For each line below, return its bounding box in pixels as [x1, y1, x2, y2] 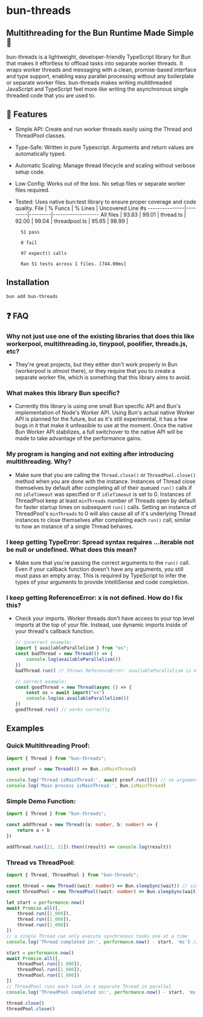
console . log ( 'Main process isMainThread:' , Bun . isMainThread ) [6, 783, 166, 789]
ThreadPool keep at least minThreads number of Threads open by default [14, 497, 196, 504]
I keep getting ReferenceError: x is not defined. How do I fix [6, 594, 183, 602]
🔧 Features [6, 110, 48, 120]
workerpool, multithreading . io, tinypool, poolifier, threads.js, [6, 340, 188, 348]
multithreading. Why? [6, 458, 72, 466]
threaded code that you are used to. [6, 92, 96, 99]
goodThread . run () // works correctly [14, 706, 111, 713]
